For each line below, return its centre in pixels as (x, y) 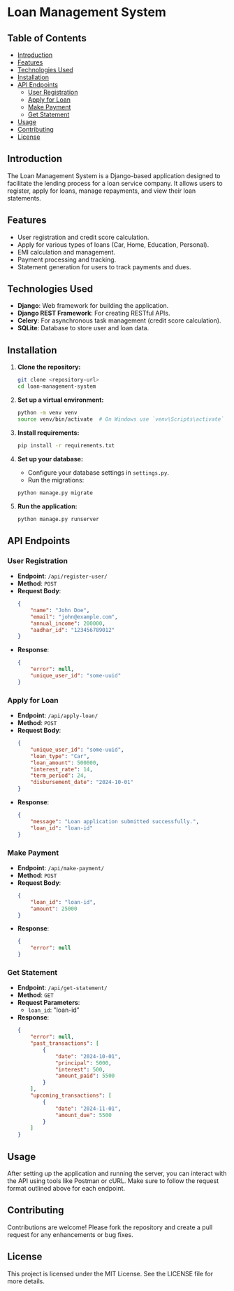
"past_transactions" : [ (65, 1043)
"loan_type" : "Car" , (60, 756)
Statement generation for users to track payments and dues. (104, 266)
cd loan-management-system (57, 386)
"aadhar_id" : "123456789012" (73, 630)
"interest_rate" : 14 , (61, 769)
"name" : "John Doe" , (60, 610)
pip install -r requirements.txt (66, 445)
